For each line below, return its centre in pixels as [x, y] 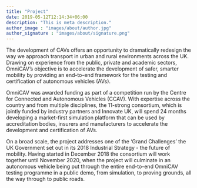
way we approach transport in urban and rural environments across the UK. [98, 56]
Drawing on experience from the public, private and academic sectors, [92, 63]
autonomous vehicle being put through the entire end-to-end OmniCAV [92, 167]
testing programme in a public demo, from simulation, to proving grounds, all [99, 173]
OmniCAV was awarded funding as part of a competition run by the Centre [96, 93]
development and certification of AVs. [52, 130]
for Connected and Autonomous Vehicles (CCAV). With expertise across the [98, 99]
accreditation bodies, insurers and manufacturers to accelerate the [87, 124]
